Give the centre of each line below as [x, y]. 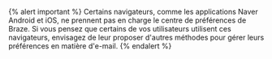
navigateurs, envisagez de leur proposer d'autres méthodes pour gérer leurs [136, 37]
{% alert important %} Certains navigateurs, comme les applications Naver [133, 12]
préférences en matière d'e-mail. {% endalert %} [90, 46]
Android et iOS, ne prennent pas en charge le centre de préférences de [127, 20]
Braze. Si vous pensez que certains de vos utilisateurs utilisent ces [120, 29]
